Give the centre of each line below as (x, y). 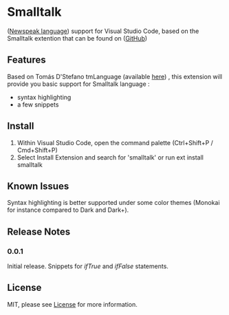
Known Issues (38, 186)
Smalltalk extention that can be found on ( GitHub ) (77, 38)
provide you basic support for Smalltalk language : (78, 84)
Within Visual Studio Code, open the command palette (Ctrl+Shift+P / (115, 142)
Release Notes (39, 231)
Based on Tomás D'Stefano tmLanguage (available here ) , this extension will (115, 76)
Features (26, 60)
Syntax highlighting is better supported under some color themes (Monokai (113, 203)
